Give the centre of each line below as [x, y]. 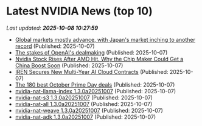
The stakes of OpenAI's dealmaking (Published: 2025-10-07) [91, 52]
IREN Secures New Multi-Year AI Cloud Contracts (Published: [92, 71]
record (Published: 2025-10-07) [55, 46]
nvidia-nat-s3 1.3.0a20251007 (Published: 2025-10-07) [84, 98]
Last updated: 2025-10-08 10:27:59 [52, 28]
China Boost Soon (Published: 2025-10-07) [69, 65]
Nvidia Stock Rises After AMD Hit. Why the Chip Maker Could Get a [99, 59]
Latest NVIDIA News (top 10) [80, 11]
